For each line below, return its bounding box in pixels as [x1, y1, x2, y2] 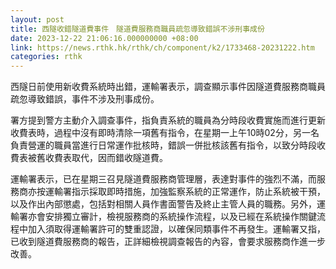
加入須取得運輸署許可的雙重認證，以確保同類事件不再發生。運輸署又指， [27, 223, 326, 235]
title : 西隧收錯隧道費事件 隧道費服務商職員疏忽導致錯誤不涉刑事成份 [10, 24, 265, 34]
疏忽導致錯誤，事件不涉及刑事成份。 [10, 93, 160, 105]
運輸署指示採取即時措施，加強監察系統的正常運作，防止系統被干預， [44, 186, 326, 198]
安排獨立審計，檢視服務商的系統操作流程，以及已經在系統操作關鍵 [44, 211, 317, 223]
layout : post [10, 14, 65, 25]
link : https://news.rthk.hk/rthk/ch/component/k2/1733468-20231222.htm [10, 42, 315, 53]
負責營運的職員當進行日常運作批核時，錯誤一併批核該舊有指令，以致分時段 [10, 139, 317, 151]
